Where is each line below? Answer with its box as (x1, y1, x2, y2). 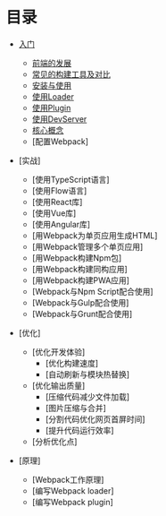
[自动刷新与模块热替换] (45, 368, 130, 380)
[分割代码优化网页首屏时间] (45, 413, 145, 425)
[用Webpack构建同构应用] (31, 263, 128, 274)
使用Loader (31, 90, 74, 102)
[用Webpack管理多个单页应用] (31, 241, 144, 252)
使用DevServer (31, 113, 87, 125)
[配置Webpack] (31, 135, 88, 147)
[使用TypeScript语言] (31, 174, 110, 185)
